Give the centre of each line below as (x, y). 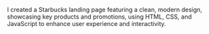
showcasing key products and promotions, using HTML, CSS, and (100, 17)
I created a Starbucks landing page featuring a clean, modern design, (105, 10)
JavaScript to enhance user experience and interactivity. (86, 24)
